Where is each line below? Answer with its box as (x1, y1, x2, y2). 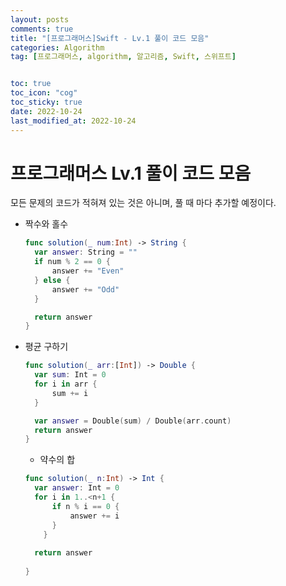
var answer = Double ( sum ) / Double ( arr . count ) (34, 416, 232, 426)
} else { (34, 275, 71, 285)
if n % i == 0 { (51, 501, 120, 511)
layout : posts (10, 14, 70, 25)
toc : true (10, 79, 52, 89)
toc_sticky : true (10, 97, 83, 107)
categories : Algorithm (10, 42, 105, 53)
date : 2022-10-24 (10, 106, 83, 116)
